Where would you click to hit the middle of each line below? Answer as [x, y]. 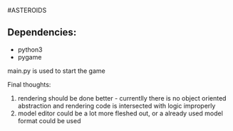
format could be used [49, 120]
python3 [30, 50]
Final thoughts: [29, 84]
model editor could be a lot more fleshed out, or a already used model [120, 113]
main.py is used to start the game [56, 71]
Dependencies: [42, 32]
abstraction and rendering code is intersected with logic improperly [116, 106]
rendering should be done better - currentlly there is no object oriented [122, 98]
